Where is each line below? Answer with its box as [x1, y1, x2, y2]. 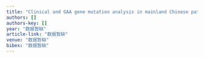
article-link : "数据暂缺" [6, 31, 69, 37]
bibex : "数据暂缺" [6, 43, 50, 49]
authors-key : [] [6, 20, 47, 26]
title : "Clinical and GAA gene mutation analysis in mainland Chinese [6, 8, 189, 15]
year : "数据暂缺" [6, 25, 47, 32]
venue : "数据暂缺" [6, 37, 50, 43]
